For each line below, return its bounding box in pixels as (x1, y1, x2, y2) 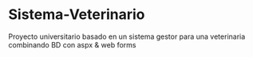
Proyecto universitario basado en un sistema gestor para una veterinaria (8, 32, 246, 41)
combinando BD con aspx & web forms (8, 40, 136, 49)
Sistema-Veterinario (8, 6, 145, 24)
